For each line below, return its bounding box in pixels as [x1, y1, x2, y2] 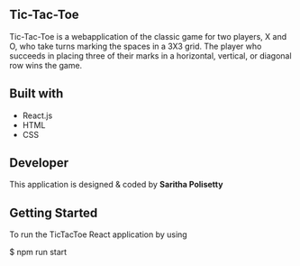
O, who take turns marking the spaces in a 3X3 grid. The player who [9, 41, 262, 51]
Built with [9, 86, 64, 102]
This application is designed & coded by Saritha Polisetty [9, 179, 223, 190]
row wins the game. [9, 60, 83, 70]
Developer [9, 155, 69, 170]
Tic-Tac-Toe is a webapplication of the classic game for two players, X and [9, 31, 287, 41]
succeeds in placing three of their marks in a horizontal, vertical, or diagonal [9, 50, 292, 61]
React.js [22, 110, 53, 121]
